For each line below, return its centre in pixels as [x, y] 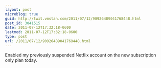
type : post [16, 37]
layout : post [18, 9]
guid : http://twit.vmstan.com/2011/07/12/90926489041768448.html [73, 18]
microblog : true [22, 14]
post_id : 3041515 [23, 23]
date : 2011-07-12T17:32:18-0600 [38, 28]
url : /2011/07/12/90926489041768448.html [48, 41]
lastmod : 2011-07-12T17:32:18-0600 [41, 32]
